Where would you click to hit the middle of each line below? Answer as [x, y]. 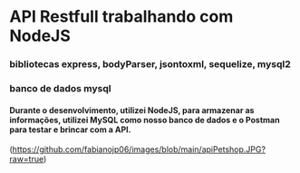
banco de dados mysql [60, 89]
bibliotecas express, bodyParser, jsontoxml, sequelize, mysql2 [150, 64]
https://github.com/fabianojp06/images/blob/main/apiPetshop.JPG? [139, 149]
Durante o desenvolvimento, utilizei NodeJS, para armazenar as [132, 110]
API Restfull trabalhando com [121, 17]
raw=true [26, 159]
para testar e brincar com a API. [70, 130]
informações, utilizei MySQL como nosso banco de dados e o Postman [145, 120]
